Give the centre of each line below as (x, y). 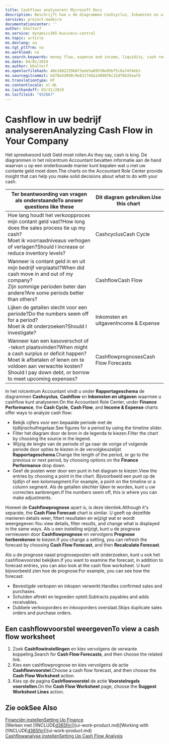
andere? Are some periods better (46, 293)
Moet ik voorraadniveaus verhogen (49, 240)
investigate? (22, 333)
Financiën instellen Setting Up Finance (45, 720)
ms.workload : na (22, 52)
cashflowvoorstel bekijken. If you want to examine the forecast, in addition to (84, 560)
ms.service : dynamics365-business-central (50, 33)
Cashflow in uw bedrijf (53, 119)
